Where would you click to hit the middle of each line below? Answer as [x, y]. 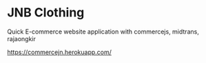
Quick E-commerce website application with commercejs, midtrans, [103, 32]
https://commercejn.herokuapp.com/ [60, 52]
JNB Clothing [46, 13]
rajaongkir [21, 38]
